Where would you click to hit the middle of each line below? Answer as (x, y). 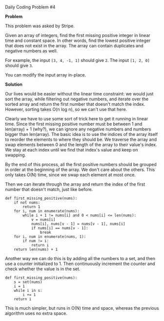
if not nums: (27, 203)
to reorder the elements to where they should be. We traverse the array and (81, 139)
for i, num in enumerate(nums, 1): (50, 237)
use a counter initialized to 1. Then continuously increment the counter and (80, 264)
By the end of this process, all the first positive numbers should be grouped (81, 164)
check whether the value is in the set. (43, 269)
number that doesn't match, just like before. (49, 189)
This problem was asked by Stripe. (40, 26)
